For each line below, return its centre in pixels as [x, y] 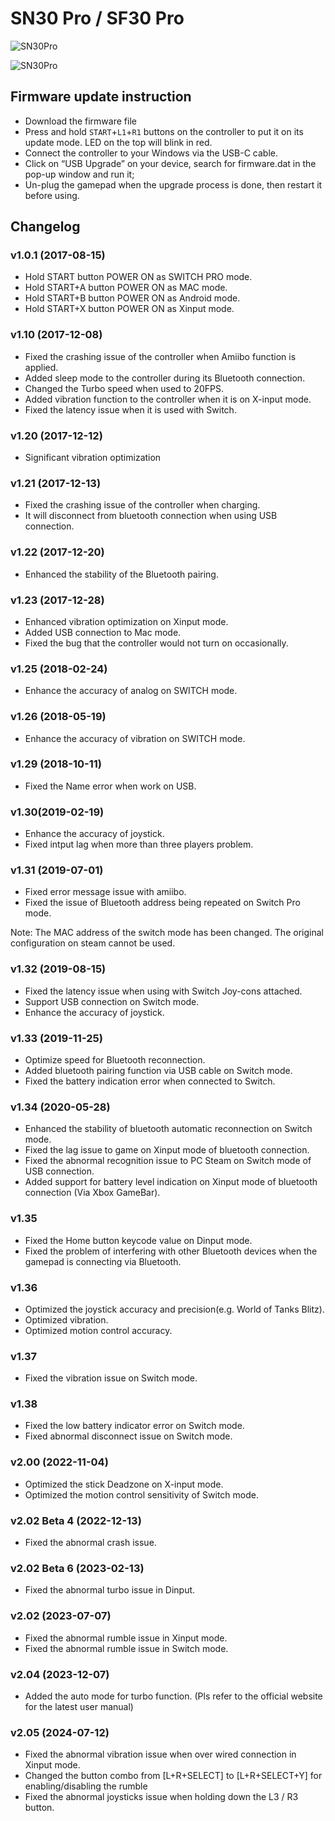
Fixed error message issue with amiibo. [105, 892]
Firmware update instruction [101, 97]
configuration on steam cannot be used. [93, 943]
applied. [41, 367]
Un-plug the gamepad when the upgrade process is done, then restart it [173, 184]
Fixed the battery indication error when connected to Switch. [150, 1081]
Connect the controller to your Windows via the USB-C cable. [151, 153]
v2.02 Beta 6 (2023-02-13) [77, 1568]
